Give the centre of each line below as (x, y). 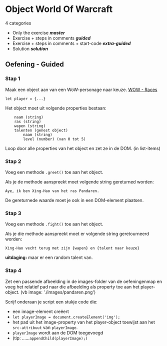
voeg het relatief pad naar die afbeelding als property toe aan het (72, 286)
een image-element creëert (40, 311)
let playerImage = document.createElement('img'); (66, 317)
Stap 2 (13, 161)
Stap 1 (13, 78)
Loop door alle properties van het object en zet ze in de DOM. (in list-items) (83, 148)
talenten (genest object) (41, 130)
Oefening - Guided (34, 64)
